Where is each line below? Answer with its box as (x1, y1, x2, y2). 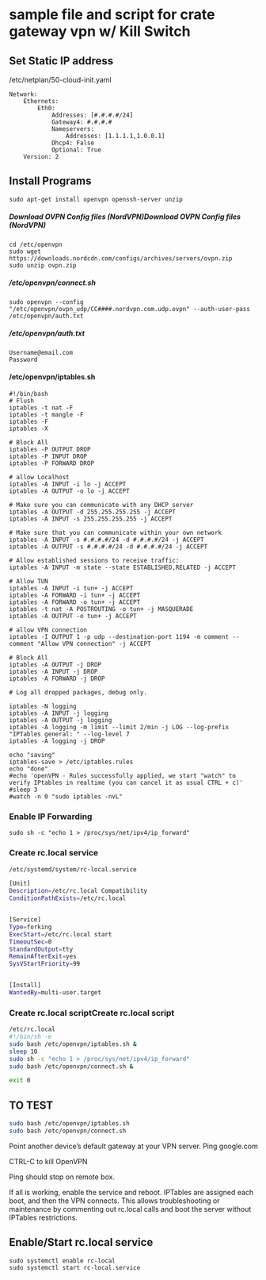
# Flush (9, 397, 35, 405)
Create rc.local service (9, 848, 99, 859)
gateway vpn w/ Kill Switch (9, 22, 191, 40)
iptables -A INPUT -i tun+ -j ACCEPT (9, 584, 134, 592)
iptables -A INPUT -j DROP (9, 667, 98, 675)
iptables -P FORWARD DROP (9, 459, 94, 467)
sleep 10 (9, 1047, 38, 1055)
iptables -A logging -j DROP (9, 736, 105, 745)
